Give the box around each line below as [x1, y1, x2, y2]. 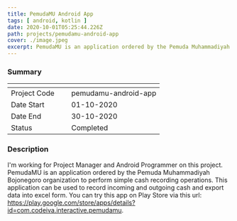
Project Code [11, 88, 55, 98]
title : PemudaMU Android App [7, 10, 94, 18]
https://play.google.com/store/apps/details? [7, 198, 136, 207]
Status [11, 123, 33, 133]
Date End [11, 112, 42, 122]
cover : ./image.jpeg [7, 37, 69, 44]
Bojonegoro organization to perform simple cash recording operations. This [7, 176, 228, 184]
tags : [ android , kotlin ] [7, 17, 87, 24]
